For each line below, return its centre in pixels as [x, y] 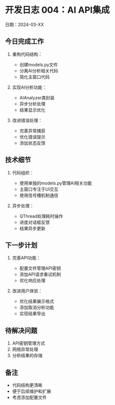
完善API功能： [26, 258]
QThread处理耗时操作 [41, 216]
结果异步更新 [32, 228]
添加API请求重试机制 [40, 274]
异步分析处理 [32, 104]
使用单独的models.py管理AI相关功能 [56, 183]
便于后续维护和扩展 [32, 391]
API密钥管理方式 [29, 343]
